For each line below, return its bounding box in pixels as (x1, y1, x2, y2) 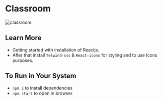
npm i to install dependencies (12, 85, 73, 91)
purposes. (12, 57, 34, 63)
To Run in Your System (5, 72, 77, 80)
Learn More (5, 34, 42, 42)
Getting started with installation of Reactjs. (12, 47, 99, 52)
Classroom (5, 3, 51, 14)
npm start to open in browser (12, 90, 73, 96)
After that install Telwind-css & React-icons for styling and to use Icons (12, 52, 158, 58)
